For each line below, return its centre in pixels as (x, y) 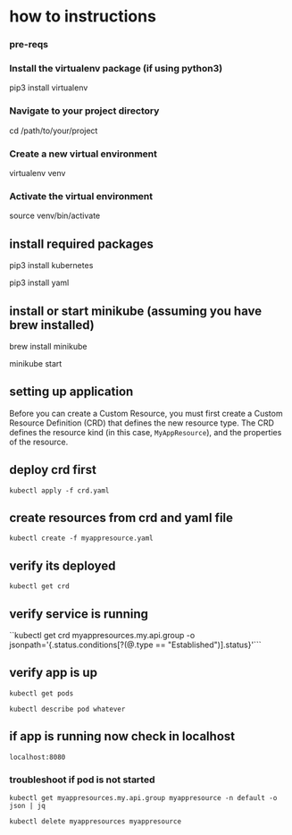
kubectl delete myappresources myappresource (95, 821)
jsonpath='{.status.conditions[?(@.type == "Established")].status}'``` (135, 645)
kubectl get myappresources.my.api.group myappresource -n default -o (143, 797)
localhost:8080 (38, 757)
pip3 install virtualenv (49, 88)
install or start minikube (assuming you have (135, 311)
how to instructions (83, 17)
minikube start (36, 363)
